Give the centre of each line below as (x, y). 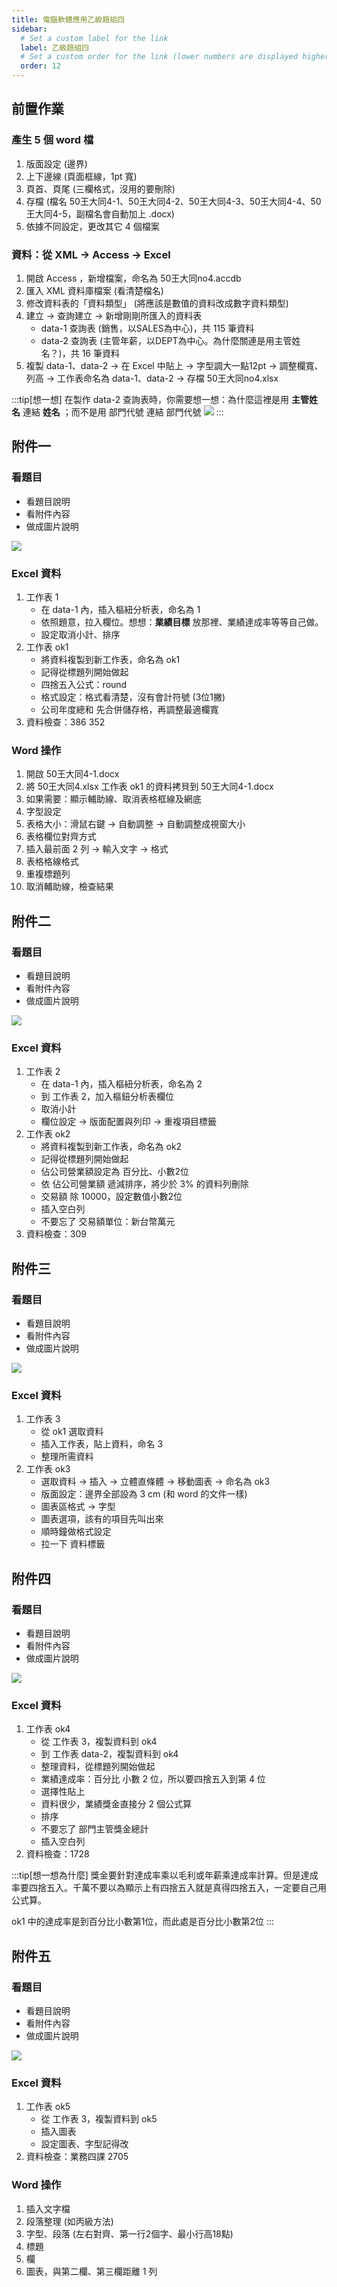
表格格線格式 (52, 862)
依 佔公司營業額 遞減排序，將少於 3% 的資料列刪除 (144, 1184)
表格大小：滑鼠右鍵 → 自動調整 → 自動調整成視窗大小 (135, 824)
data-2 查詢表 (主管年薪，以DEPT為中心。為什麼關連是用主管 (166, 340)
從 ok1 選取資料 (72, 1432)
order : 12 (40, 66)
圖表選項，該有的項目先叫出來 (102, 1519)
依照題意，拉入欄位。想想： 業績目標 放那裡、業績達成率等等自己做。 (182, 622)
